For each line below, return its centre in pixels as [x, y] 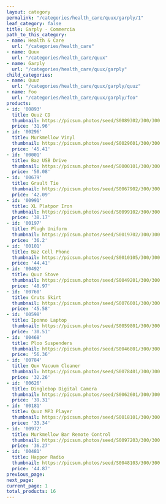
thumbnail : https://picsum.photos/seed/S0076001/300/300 [86, 303]
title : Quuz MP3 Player [42, 412]
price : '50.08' [31, 172]
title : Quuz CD [31, 115]
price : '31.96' [31, 126]
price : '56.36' [31, 355]
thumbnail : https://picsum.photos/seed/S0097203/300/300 [86, 440]
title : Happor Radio [38, 457]
